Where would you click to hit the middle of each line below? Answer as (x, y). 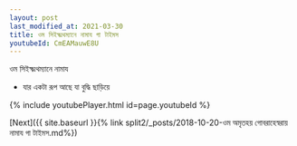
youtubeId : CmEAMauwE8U (54, 43)
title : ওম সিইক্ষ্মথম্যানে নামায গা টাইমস (64, 34)
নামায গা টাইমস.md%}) (43, 133)
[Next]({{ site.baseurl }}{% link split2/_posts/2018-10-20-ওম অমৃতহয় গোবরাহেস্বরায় (148, 122)
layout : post (34, 18)
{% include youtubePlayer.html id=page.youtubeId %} (110, 105)
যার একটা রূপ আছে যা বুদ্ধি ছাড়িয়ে (66, 87)
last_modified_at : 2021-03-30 (67, 26)
